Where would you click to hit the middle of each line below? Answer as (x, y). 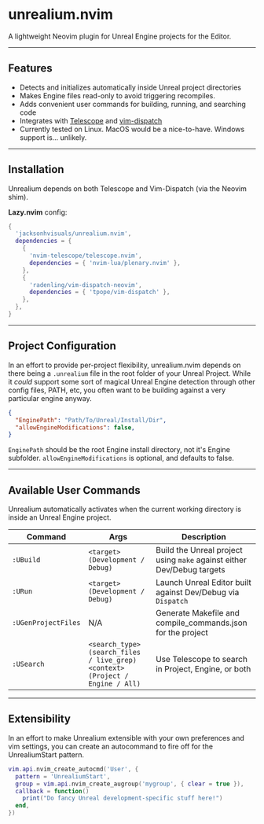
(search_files (115, 653)
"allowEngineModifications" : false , (75, 427)
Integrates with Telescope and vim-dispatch (91, 120)
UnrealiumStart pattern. (46, 754)
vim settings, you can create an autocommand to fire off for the (111, 746)
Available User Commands (74, 490)
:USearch (28, 664)
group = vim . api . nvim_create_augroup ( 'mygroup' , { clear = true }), (130, 784)
